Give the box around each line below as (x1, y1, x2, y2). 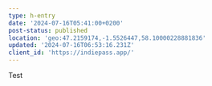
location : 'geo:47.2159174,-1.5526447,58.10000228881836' (8, 33, 206, 42)
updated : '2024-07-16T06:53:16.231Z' (8, 41, 135, 49)
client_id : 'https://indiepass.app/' (8, 49, 135, 57)
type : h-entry (8, 11, 56, 20)
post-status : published (8, 26, 88, 34)
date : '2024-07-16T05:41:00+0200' (8, 19, 124, 27)
